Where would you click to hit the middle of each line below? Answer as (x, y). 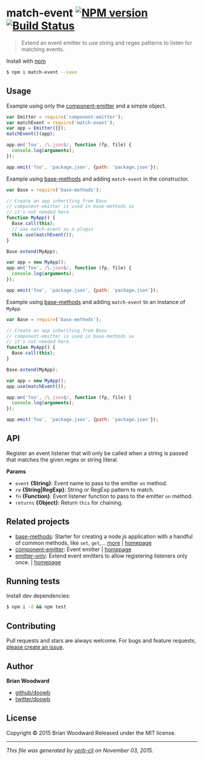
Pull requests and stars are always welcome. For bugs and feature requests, (101, 641)
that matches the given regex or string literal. (62, 460)
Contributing (31, 626)
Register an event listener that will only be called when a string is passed (97, 453)
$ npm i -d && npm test (36, 607)
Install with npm (26, 61)
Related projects (38, 522)
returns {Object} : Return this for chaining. (69, 502)
